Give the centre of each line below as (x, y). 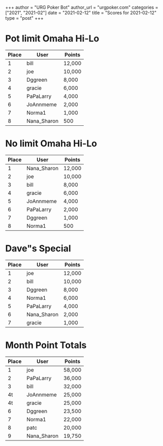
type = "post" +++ (25, 18)
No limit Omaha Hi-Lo (51, 144)
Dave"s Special (38, 249)
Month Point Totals (46, 345)
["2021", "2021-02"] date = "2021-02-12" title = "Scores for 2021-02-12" (81, 13)
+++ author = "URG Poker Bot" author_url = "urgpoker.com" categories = (82, 7)
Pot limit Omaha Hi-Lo (52, 39)
